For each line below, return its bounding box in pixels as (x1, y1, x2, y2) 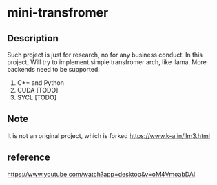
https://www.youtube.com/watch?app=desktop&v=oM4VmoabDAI (7, 170, 196, 178)
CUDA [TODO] (17, 86, 59, 94)
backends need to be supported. (7, 66, 100, 73)
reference (7, 152, 50, 164)
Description (7, 32, 59, 44)
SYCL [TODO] (17, 93, 57, 101)
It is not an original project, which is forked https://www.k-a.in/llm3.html (7, 131, 210, 139)
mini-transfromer (7, 5, 109, 21)
